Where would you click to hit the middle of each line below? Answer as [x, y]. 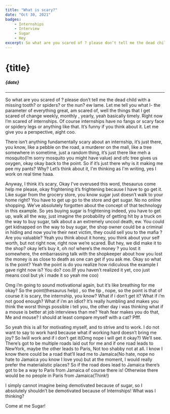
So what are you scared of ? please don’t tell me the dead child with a [78, 100]
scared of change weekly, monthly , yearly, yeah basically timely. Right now [84, 116]
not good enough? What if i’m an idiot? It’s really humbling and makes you [82, 301]
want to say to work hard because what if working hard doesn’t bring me [81, 333]
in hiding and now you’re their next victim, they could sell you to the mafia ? [84, 232]
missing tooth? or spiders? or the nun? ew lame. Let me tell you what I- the [83, 105]
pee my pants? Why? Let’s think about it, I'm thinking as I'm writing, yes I [81, 169]
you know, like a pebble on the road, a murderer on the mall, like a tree [78, 147]
